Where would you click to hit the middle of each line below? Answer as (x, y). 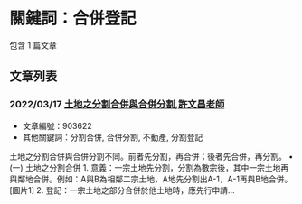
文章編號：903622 (57, 125)
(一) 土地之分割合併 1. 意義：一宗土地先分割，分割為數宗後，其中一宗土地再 (149, 167)
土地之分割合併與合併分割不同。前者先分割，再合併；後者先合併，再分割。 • (151, 156)
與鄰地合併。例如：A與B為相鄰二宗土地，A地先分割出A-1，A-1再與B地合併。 (151, 179)
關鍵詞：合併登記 (73, 19)
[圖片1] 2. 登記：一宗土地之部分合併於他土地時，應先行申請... (122, 190)
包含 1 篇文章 (33, 45)
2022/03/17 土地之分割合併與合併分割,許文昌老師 (117, 105)
